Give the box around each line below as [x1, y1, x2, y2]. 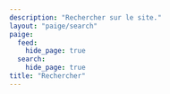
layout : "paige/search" [9, 21, 98, 30]
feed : [17, 38, 38, 47]
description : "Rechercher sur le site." [9, 13, 163, 22]
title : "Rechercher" [9, 72, 87, 81]
